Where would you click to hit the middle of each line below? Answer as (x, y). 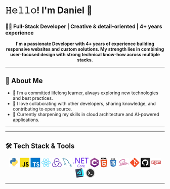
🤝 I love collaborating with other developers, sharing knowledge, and (84, 104)
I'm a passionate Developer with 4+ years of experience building (85, 44)
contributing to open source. (42, 109)
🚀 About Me (24, 81)
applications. (26, 120)
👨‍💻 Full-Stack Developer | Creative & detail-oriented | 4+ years (84, 26)
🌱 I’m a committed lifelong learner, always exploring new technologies (85, 93)
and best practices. (33, 98)
